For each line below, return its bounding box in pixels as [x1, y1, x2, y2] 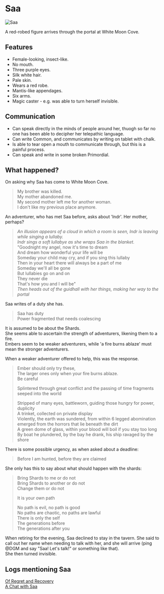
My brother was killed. [17, 188, 62, 195]
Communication [5, 112, 55, 121]
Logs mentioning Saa [5, 565, 71, 573]
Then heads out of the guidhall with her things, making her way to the [17, 286, 159, 292]
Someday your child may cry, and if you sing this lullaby [17, 255, 130, 261]
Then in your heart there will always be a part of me [17, 260, 122, 266]
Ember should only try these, [17, 365, 76, 371]
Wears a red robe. [12, 82, 49, 88]
